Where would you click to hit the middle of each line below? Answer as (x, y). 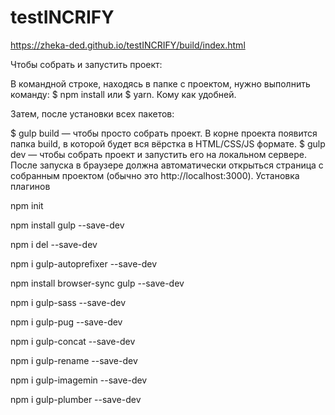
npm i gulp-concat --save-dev (73, 341)
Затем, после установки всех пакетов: (92, 113)
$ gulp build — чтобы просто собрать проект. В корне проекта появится (164, 133)
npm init (27, 205)
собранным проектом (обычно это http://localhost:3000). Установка (155, 175)
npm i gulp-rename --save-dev (74, 360)
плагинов (30, 186)
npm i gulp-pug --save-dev (66, 322)
